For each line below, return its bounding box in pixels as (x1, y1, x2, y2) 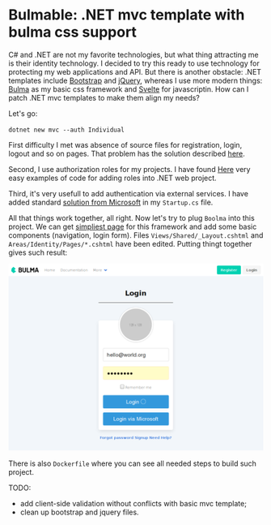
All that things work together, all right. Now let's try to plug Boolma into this (8, 213, 255, 222)
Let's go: (8, 108, 38, 118)
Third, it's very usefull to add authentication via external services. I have (8, 188, 249, 198)
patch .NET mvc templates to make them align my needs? (8, 93, 201, 102)
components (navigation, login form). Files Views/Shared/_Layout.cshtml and (8, 230, 264, 240)
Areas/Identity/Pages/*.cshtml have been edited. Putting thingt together (8, 239, 252, 248)
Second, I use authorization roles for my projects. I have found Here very (8, 164, 251, 174)
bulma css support (8, 23, 138, 41)
